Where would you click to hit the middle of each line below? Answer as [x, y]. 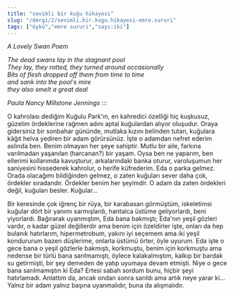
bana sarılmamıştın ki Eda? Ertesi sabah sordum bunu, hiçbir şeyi [101, 271]
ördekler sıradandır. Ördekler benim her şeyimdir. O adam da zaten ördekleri [116, 183]
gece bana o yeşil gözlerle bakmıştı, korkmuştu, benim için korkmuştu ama [115, 249]
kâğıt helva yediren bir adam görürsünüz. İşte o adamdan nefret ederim [110, 139]
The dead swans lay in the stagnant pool [66, 60]
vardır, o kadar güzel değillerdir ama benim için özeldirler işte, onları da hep [115, 226]
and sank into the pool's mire [49, 82]
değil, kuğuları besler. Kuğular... [52, 190]
